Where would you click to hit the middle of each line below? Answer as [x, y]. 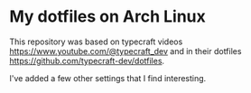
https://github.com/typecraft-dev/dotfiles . [87, 60]
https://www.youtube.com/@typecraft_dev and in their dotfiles [125, 51]
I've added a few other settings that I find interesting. [108, 78]
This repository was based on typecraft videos [96, 42]
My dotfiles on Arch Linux [107, 17]
